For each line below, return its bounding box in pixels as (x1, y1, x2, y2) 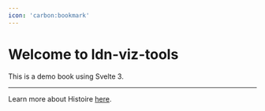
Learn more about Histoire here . (8, 94, 112, 103)
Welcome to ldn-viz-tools (8, 45, 179, 63)
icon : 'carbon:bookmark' (8, 11, 90, 20)
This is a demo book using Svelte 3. (8, 72, 124, 81)
